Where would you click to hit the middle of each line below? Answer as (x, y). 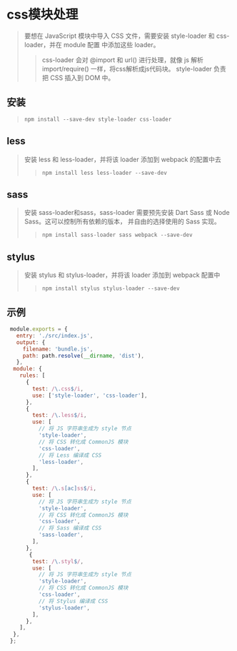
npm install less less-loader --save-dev (104, 173)
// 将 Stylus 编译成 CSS (73, 601)
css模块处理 (42, 15)
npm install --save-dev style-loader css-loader (98, 119)
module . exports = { (39, 329)
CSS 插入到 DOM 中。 (82, 77)
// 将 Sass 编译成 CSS (70, 528)
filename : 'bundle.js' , (58, 349)
